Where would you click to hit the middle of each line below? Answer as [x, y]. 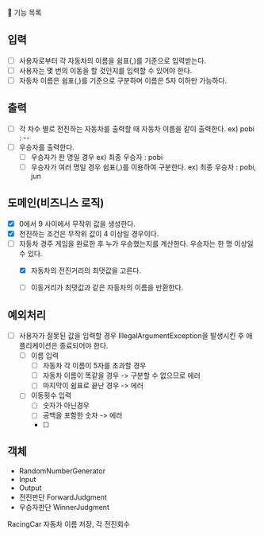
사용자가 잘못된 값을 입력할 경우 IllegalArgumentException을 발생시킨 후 [132, 336]
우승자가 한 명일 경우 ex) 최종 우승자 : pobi [97, 157]
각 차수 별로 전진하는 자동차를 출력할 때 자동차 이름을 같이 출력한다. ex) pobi [137, 128]
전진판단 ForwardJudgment [63, 497]
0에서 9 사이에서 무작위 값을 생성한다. [77, 224]
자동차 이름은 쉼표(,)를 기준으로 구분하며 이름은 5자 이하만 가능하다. [123, 80]
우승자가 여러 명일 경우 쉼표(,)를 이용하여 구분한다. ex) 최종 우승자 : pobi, [143, 167]
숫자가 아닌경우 [66, 406]
